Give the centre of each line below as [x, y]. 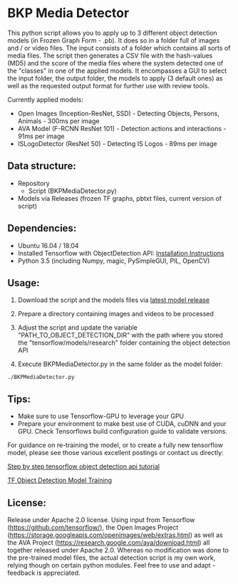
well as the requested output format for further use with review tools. [109, 85]
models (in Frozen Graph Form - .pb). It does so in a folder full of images [114, 40]
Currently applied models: [45, 99]
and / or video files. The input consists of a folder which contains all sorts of [119, 48]
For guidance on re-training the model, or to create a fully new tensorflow [115, 445]
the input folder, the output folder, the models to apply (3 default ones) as [115, 78]
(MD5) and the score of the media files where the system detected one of [115, 63]
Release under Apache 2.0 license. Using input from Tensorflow [101, 520]
